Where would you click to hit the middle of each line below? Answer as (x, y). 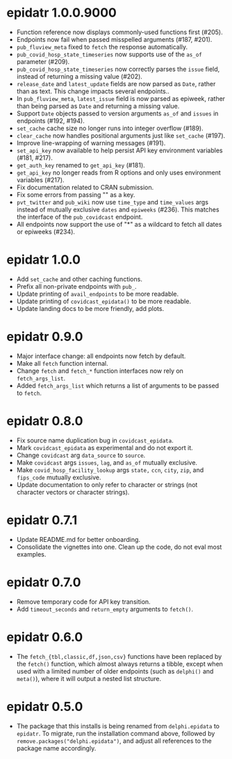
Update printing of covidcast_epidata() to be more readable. (104, 301)
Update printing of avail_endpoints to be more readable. (98, 294)
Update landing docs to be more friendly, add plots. (90, 308)
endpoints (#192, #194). (50, 120)
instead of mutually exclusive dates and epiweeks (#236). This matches (118, 209)
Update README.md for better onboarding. (78, 539)
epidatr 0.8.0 (45, 421)
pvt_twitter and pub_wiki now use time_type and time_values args (113, 202)
